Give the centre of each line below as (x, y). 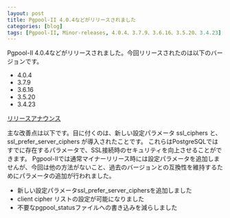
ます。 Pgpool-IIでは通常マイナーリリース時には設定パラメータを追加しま (116, 159)
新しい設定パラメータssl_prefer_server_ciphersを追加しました (104, 191)
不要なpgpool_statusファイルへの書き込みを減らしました (97, 208)
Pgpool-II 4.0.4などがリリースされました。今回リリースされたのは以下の (109, 53)
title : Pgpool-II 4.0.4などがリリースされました (71, 20)
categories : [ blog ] (35, 26)
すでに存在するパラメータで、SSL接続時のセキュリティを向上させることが (112, 150)
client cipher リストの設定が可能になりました (81, 199)
